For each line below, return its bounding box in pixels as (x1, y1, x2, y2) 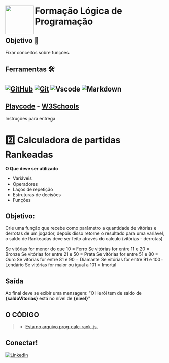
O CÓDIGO (5, 310, 39, 319)
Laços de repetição (12, 186, 53, 192)
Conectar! (5, 339, 38, 347)
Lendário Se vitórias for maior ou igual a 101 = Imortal (5, 262, 117, 268)
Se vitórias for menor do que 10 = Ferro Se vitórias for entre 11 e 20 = (5, 246, 150, 252)
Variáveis (12, 175, 32, 181)
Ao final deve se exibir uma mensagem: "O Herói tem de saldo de (5, 290, 142, 296)
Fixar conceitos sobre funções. (5, 50, 70, 55)
